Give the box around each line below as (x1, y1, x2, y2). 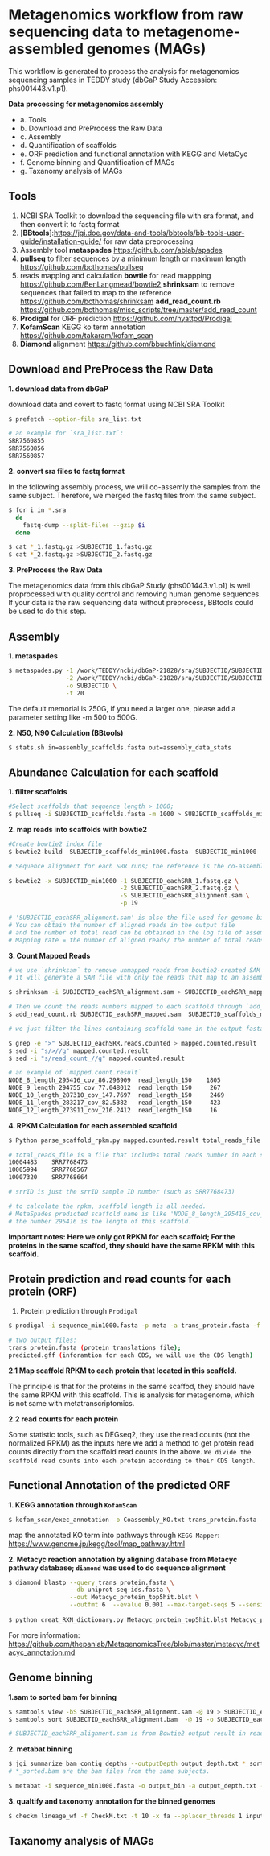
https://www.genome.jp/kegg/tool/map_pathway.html (8, 1539, 186, 1549)
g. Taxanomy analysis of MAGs (19, 166, 123, 175)
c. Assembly (19, 131, 62, 142)
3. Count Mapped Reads (8, 951, 91, 960)
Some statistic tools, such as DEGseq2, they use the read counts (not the (8, 1429, 251, 1439)
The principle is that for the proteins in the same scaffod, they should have (8, 1381, 255, 1391)
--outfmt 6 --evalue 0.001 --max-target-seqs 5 (69, 1601, 235, 1609)
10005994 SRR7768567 (8, 1165, 88, 1174)
